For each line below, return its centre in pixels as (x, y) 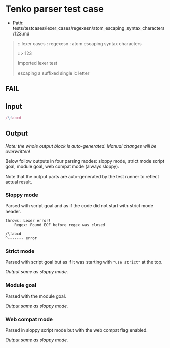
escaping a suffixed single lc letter (53, 73)
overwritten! (18, 151)
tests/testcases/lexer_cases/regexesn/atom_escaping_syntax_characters (89, 28)
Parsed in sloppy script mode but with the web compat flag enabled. (76, 330)
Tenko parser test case (54, 9)
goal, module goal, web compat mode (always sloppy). (62, 166)
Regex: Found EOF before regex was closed (60, 225)
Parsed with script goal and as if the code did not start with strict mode (79, 206)
